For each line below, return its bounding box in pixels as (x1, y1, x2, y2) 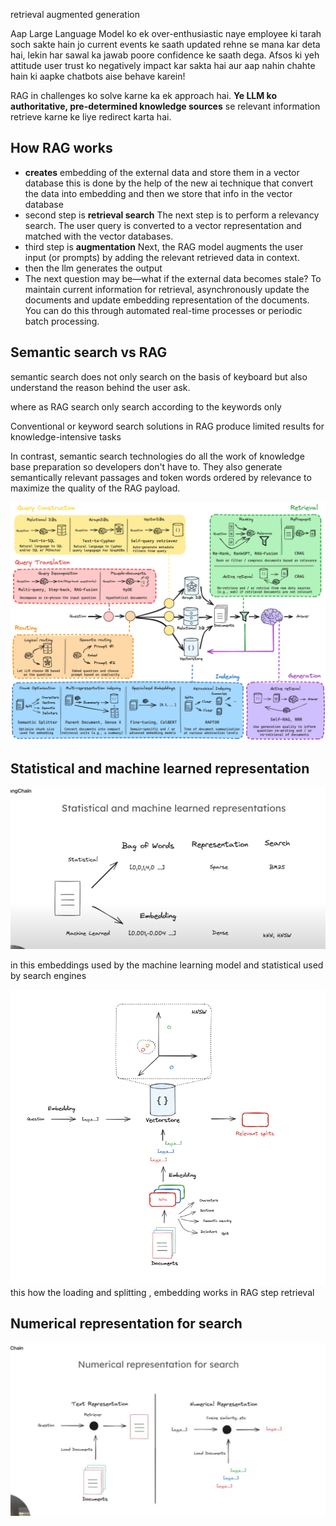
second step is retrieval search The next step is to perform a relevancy (24, 209, 320, 221)
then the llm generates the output (24, 262, 163, 274)
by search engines (10, 969, 87, 981)
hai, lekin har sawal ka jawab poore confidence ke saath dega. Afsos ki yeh (10, 49, 320, 61)
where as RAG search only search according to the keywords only (10, 400, 282, 413)
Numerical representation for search (10, 1315, 243, 1333)
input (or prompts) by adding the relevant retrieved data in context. (24, 251, 300, 263)
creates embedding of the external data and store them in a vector (24, 166, 300, 178)
